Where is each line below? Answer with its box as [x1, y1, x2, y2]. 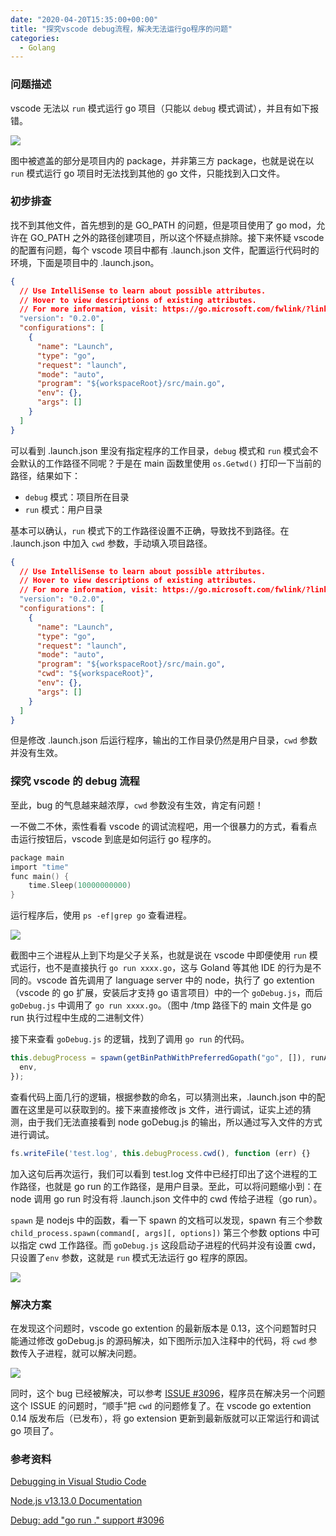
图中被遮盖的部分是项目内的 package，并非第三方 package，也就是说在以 [10, 154, 315, 166]
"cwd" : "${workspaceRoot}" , [36, 669, 155, 679]
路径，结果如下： [10, 469, 81, 481]
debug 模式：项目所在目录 [24, 491, 130, 503]
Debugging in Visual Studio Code [10, 1476, 147, 1488]
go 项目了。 [10, 1424, 59, 1436]
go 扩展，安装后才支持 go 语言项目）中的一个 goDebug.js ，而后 [63, 987, 323, 999]
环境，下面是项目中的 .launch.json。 [10, 256, 160, 268]
